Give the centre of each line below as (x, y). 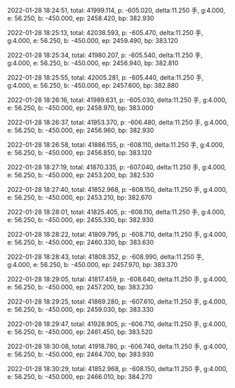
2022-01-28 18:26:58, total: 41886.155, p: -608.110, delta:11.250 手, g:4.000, (116, 145)
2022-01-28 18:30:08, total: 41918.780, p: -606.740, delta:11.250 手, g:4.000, (117, 346)
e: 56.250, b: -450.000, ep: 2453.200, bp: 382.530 (81, 175)
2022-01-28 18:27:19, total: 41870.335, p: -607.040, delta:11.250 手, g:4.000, (117, 167)
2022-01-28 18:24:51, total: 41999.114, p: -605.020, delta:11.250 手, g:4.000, (116, 10)
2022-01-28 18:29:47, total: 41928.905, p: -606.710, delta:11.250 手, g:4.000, (117, 324)
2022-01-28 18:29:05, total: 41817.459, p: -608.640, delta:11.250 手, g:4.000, (117, 279)
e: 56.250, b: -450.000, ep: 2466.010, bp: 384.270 (80, 377)
